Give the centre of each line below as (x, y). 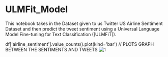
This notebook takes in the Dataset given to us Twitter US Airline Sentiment (84, 23)
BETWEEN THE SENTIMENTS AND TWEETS (51, 49)
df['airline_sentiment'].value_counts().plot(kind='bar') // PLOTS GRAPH (80, 44)
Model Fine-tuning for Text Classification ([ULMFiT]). (61, 34)
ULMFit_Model (37, 9)
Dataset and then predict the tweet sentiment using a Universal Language (82, 28)
